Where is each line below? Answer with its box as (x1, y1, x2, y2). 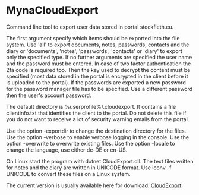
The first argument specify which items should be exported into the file (6, 34, 180, 42)
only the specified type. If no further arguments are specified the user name (6, 54, 192, 61)
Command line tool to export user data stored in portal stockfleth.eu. (6, 23, 174, 30)
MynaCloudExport (6, 4, 99, 17)
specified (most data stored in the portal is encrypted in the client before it (6, 73, 188, 80)
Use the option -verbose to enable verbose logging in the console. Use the (6, 133, 189, 140)
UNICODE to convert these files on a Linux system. (6, 170, 131, 177)
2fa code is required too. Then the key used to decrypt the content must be (6, 66, 191, 73)
